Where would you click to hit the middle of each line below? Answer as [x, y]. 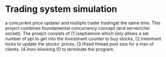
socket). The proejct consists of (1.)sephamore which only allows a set [77, 33]
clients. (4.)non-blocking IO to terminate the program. [60, 49]
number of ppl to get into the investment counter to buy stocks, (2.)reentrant [83, 39]
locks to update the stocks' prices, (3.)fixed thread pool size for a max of [79, 44]
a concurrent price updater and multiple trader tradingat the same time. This [83, 23]
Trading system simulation [61, 9]
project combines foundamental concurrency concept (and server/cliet [78, 28]
